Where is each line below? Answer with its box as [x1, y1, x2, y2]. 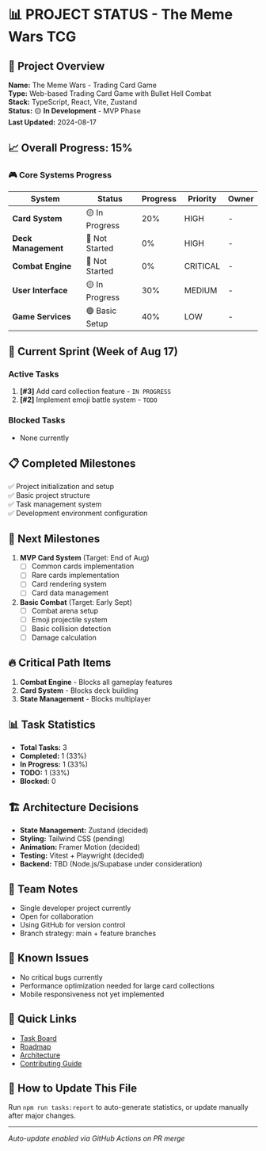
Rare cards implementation [31, 571, 120, 580]
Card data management [31, 588, 109, 598]
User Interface [12, 285, 68, 296]
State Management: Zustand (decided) [19, 825, 149, 836]
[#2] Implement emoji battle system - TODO [19, 395, 158, 404]
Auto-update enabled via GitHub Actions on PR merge [8, 1134, 185, 1143]
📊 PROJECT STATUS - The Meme [8, 6, 234, 24]
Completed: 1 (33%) [19, 751, 87, 761]
